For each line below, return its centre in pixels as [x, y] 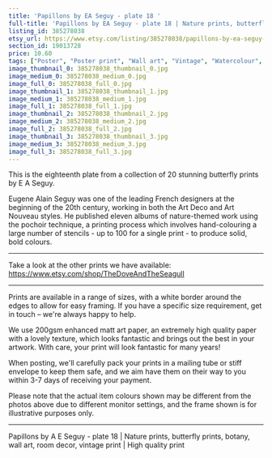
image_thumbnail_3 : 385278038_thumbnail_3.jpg [88, 136]
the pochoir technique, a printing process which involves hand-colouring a [133, 225]
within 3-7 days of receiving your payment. [80, 380]
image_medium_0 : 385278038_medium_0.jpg [78, 76]
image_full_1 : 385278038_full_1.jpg [70, 106]
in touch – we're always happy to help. [72, 315]
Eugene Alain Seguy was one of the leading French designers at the [121, 199]
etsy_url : [25, 39]
